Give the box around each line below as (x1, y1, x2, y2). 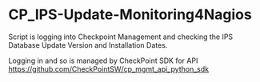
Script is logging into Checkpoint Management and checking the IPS (8, 32, 234, 41)
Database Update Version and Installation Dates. (8, 40, 168, 49)
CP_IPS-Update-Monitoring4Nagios (8, 6, 252, 24)
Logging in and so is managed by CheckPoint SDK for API (8, 56, 198, 65)
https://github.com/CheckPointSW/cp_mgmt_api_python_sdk (8, 64, 210, 73)
